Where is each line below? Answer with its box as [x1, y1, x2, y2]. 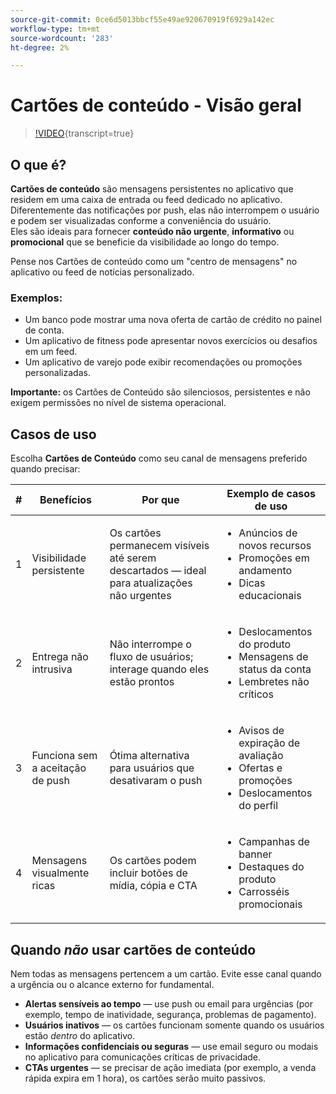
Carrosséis [238, 885, 290, 899]
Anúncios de [238, 526, 298, 540]
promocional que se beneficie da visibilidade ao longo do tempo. [10, 236, 280, 248]
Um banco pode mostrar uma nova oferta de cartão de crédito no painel [24, 314, 322, 326]
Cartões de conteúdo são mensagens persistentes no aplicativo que [10, 183, 294, 195]
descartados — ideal [109, 564, 207, 578]
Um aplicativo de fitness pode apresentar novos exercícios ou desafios [24, 335, 318, 347]
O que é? [10, 156, 67, 173]
